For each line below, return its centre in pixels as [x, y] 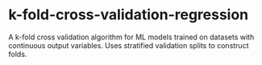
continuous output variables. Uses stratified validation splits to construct [129, 45]
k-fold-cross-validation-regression [129, 15]
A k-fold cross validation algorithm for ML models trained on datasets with [131, 37]
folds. [18, 54]
